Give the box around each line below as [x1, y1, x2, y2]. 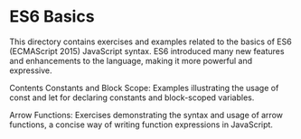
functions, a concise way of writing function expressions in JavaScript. [9, 119, 274, 130]
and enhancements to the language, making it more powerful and [9, 55, 253, 66]
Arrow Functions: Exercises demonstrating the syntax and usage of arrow [9, 109, 283, 120]
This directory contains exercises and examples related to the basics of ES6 [9, 36, 292, 47]
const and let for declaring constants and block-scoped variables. [9, 92, 255, 103]
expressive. [9, 65, 52, 76]
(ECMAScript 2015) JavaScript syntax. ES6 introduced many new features [9, 45, 285, 56]
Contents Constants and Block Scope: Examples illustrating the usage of [9, 82, 279, 93]
